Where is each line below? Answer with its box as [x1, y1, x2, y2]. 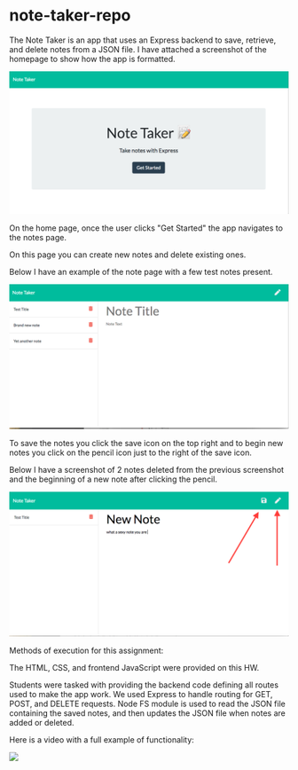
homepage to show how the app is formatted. [9, 53, 176, 64]
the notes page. [9, 232, 67, 243]
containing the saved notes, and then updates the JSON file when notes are [9, 707, 286, 719]
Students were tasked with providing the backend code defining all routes [9, 680, 279, 690]
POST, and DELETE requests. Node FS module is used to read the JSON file [9, 698, 286, 709]
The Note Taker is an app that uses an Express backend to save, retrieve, [9, 35, 277, 45]
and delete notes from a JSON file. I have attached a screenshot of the [9, 43, 268, 54]
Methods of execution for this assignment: [9, 645, 164, 656]
